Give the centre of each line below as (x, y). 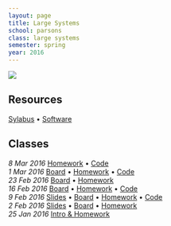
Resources (35, 100)
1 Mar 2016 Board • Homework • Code (72, 171)
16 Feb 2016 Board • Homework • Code (73, 189)
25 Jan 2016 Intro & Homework (59, 214)
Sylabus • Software (40, 119)
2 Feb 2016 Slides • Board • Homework (73, 205)
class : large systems (44, 38)
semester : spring (37, 45)
